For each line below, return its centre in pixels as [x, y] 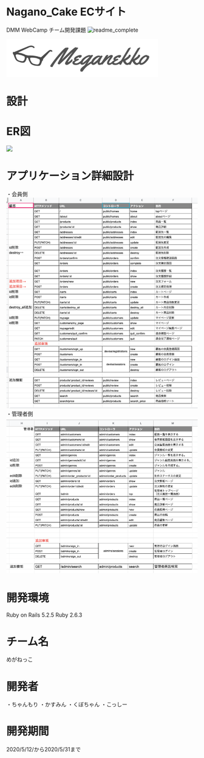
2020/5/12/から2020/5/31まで [43, 749]
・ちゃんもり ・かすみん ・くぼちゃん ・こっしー [67, 704]
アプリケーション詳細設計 [70, 176]
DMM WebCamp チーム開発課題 [46, 30]
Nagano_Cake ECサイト [66, 12]
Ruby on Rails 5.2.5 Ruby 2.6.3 [44, 615]
